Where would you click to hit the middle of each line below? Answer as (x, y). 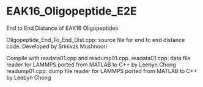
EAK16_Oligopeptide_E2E (72, 11)
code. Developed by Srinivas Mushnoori (57, 46)
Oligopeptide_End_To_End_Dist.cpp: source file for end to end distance (96, 40)
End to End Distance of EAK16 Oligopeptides (62, 28)
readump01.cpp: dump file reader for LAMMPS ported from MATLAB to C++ (102, 71)
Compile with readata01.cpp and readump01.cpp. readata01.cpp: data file (98, 58)
